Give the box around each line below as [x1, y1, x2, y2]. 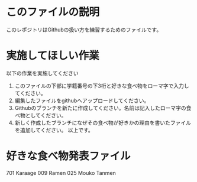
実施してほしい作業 [6, 49, 99, 63]
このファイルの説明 [6, 5, 100, 19]
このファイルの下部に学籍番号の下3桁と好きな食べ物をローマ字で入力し [14, 82, 189, 89]
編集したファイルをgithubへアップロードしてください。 [14, 97, 150, 104]
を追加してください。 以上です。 [14, 126, 93, 134]
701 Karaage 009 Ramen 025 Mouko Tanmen [6, 169, 117, 176]
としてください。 [25, 112, 67, 119]
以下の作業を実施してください [6, 69, 79, 77]
